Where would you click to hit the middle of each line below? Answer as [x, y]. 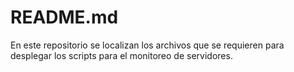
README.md [64, 17]
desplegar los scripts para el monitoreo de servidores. [121, 55]
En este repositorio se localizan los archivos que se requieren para [147, 45]
